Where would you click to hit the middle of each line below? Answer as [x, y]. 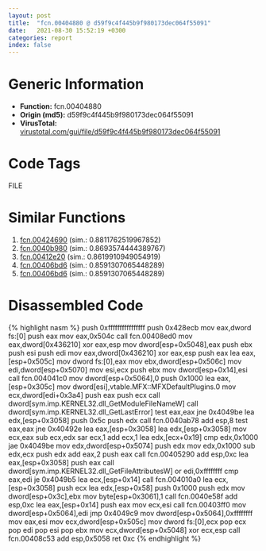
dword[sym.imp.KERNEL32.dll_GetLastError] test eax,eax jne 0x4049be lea [131, 412]
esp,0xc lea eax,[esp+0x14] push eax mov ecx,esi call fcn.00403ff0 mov [127, 504]
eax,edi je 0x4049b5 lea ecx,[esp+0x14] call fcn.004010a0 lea [110, 479]
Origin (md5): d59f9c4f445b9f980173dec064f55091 [106, 115]
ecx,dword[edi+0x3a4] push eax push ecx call [84, 395]
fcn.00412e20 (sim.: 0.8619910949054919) [90, 256]
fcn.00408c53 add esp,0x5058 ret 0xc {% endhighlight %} [104, 538]
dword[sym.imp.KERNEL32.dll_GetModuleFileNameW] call [103, 403]
